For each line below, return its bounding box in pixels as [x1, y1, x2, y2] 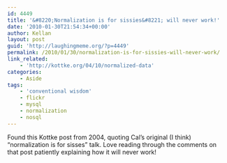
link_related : [7, 56, 49, 63]
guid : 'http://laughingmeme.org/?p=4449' [7, 42, 130, 49]
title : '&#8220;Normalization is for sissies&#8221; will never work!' [7, 17, 220, 24]
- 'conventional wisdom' [20, 88, 92, 95]
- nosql [20, 114, 42, 121]
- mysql [20, 101, 42, 108]
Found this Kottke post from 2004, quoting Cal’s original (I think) [7, 133, 192, 141]
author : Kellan [7, 29, 52, 37]
